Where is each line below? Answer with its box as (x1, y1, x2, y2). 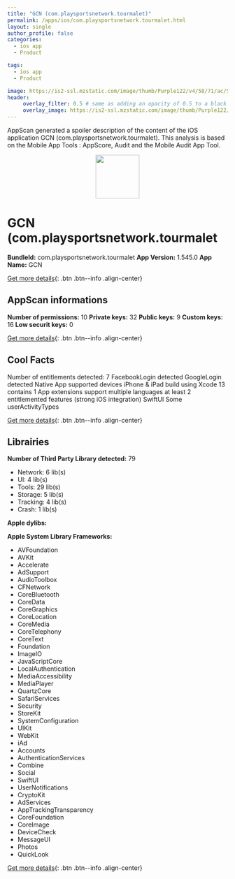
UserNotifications (17, 783, 69, 792)
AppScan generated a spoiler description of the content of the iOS (7, 126, 198, 134)
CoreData (17, 598, 45, 606)
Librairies (7, 436, 50, 448)
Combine (17, 761, 44, 769)
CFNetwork (17, 583, 51, 591)
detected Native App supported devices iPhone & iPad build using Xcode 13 (7, 380, 225, 388)
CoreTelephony (17, 627, 62, 636)
